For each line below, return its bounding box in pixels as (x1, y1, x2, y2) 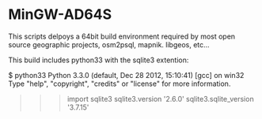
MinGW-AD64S (8, 6, 112, 24)
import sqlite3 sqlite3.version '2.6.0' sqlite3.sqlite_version (66, 94, 255, 103)
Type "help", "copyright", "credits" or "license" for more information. (8, 79, 231, 88)
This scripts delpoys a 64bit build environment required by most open (8, 32, 236, 41)
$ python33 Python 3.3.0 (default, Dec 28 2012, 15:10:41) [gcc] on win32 (8, 70, 245, 80)
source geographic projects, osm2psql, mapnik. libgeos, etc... (8, 39, 210, 49)
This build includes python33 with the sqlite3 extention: (8, 55, 189, 65)
